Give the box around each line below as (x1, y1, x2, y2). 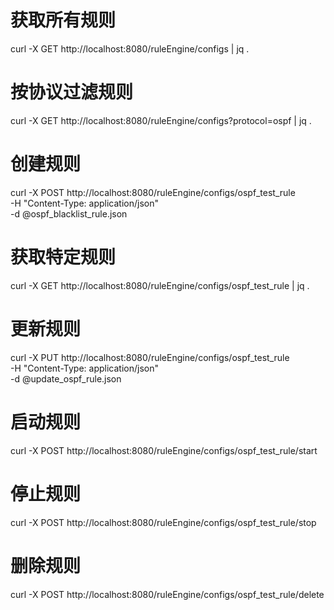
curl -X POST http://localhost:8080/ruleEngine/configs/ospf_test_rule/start (10, 444, 318, 456)
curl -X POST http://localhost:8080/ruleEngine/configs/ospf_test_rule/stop (10, 516, 317, 528)
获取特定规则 (10, 246, 117, 268)
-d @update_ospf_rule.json (10, 372, 122, 385)
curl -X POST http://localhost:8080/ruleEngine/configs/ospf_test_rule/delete (10, 588, 325, 600)
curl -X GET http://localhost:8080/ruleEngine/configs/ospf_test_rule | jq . (10, 279, 310, 291)
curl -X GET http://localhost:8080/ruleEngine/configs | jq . (10, 42, 250, 55)
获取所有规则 (10, 9, 117, 32)
